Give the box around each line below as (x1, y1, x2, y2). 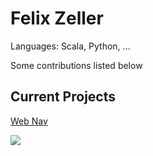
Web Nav (10, 115, 48, 127)
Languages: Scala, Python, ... (10, 40, 131, 52)
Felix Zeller (10, 7, 104, 30)
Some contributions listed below (10, 59, 143, 71)
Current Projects (10, 88, 116, 106)
